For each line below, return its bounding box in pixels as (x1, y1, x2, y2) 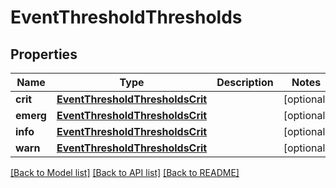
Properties (10, 46, 78, 63)
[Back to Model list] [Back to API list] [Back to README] (10, 167, 240, 178)
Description (216, 76, 274, 89)
